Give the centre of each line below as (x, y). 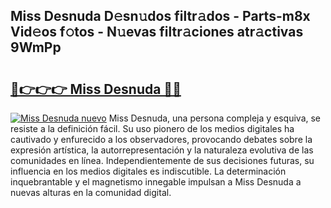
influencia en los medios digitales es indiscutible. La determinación (148, 171)
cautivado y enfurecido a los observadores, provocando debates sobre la (161, 139)
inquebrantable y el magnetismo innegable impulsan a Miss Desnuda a (156, 182)
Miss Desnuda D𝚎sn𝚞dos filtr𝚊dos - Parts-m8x (160, 16)
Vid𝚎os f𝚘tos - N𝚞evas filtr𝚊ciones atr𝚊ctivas (157, 32)
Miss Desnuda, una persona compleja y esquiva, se (215, 118)
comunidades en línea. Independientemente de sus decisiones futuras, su (162, 160)
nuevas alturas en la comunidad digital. (91, 192)
